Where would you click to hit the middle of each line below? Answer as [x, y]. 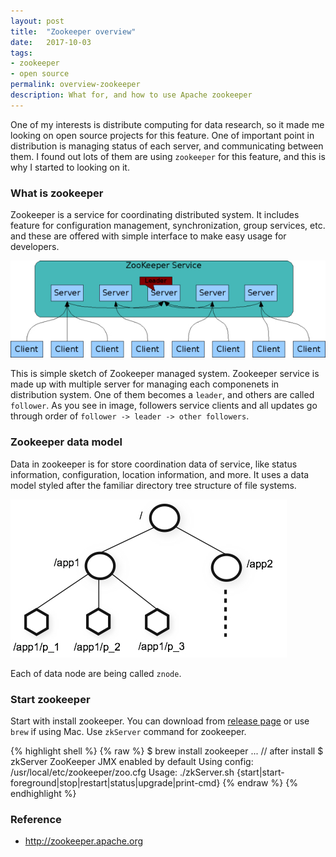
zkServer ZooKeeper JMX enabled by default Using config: [132, 762]
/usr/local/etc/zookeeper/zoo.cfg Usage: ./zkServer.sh [122, 772]
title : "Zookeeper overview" [73, 31]
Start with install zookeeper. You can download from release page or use [160, 721]
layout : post [37, 21]
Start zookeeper [50, 699]
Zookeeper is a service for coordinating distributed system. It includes [155, 215]
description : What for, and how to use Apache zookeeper [131, 95]
